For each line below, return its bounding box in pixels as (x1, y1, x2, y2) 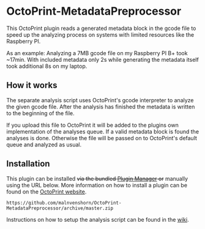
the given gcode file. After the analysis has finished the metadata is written (6, 103, 195, 110)
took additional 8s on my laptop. (6, 62, 88, 70)
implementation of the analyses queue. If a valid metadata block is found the (6, 127, 199, 135)
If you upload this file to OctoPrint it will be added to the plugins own (6, 121, 179, 129)
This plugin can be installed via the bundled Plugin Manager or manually (6, 175, 188, 182)
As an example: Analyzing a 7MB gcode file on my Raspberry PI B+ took (6, 49, 188, 56)
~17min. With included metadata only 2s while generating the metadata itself (6, 56, 199, 63)
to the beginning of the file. (6, 109, 75, 117)
